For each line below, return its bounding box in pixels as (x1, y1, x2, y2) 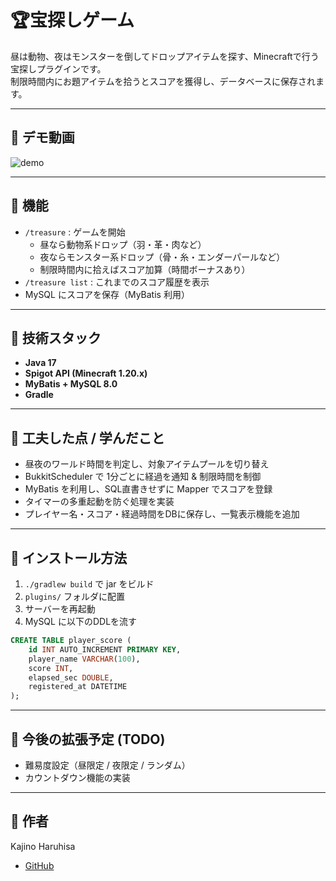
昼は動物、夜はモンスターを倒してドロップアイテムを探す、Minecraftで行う (10, 50, 320, 62)
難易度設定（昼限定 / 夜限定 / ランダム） (24, 759, 191, 771)
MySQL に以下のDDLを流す (24, 616, 138, 627)
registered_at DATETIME (28, 682, 128, 692)
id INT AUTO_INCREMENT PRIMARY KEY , (28, 644, 182, 655)
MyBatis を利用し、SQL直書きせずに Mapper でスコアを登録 (24, 483, 273, 495)
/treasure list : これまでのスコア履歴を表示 (24, 276, 210, 288)
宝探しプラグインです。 (10, 62, 107, 75)
